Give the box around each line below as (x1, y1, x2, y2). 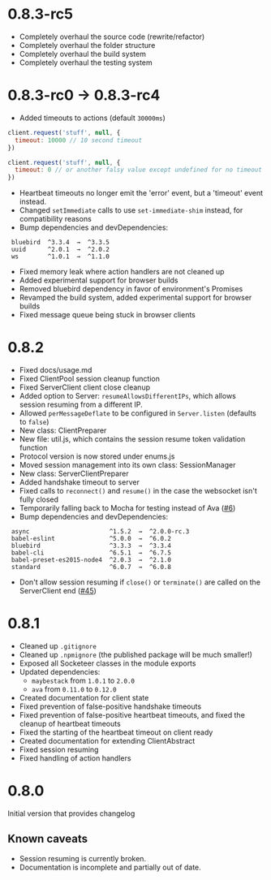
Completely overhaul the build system (19, 49, 147, 58)
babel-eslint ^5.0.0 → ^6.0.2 (11, 535, 172, 543)
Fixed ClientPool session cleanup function (19, 374, 160, 384)
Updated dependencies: (19, 667, 101, 676)
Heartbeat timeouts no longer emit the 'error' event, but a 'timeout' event (19, 188, 264, 198)
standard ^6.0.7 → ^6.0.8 (11, 563, 172, 572)
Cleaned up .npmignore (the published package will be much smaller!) (19, 650, 253, 659)
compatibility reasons (19, 214, 92, 224)
